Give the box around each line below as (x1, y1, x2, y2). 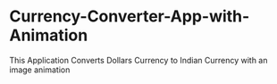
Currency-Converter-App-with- (9, 6, 250, 27)
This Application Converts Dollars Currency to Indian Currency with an (9, 55, 268, 65)
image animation (9, 64, 71, 75)
